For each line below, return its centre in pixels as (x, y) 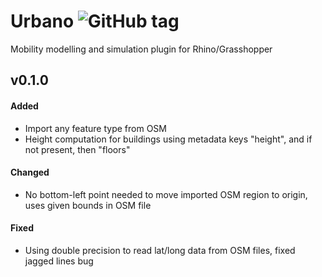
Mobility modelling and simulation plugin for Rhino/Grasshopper (141, 49)
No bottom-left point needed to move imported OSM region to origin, (166, 194)
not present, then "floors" (77, 149)
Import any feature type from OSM (95, 128)
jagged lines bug (59, 261)
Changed (30, 172)
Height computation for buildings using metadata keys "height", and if (168, 139)
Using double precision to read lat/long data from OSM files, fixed (160, 250)
